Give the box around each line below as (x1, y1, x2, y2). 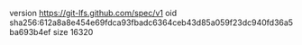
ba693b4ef (9, 27, 51, 37)
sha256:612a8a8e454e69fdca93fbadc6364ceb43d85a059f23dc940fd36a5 (9, 17, 294, 28)
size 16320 (52, 27, 94, 37)
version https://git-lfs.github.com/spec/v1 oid (9, 8, 178, 18)
